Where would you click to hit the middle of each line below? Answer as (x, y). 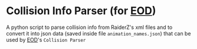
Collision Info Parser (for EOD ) (81, 11)
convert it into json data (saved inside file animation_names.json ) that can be (98, 33)
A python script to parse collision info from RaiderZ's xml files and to (89, 27)
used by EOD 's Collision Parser (46, 40)
